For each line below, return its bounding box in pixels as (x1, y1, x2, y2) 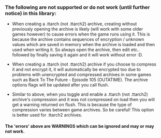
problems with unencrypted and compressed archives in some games (12, 72, 151, 78)
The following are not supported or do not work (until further (5, 4, 150, 11)
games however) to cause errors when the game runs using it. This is (12, 31, 150, 37)
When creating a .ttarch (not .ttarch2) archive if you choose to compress (12, 61, 157, 67)
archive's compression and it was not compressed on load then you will (12, 97, 155, 103)
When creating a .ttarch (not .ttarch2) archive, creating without (12, 21, 137, 27)
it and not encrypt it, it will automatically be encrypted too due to (12, 67, 141, 72)
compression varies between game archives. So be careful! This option (12, 107, 154, 113)
